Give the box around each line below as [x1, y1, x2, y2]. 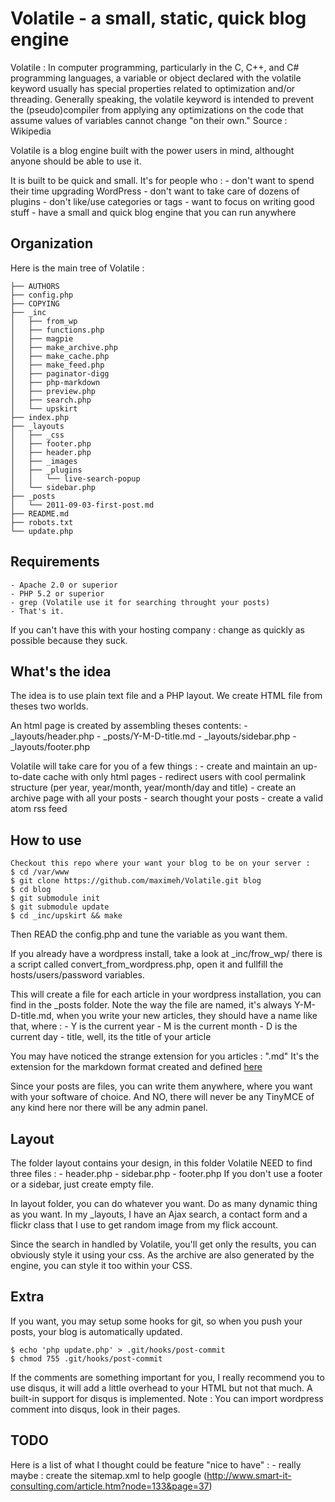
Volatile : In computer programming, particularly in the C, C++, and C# [10, 61, 300, 73]
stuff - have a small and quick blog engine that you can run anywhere [10, 206, 297, 218]
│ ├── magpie [10, 333, 74, 344]
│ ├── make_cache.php [10, 351, 110, 361]
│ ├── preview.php [10, 386, 97, 396]
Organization [10, 235, 93, 252]
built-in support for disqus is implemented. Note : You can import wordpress [10, 1392, 324, 1404]
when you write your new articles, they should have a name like [56, 1010, 318, 1022]
